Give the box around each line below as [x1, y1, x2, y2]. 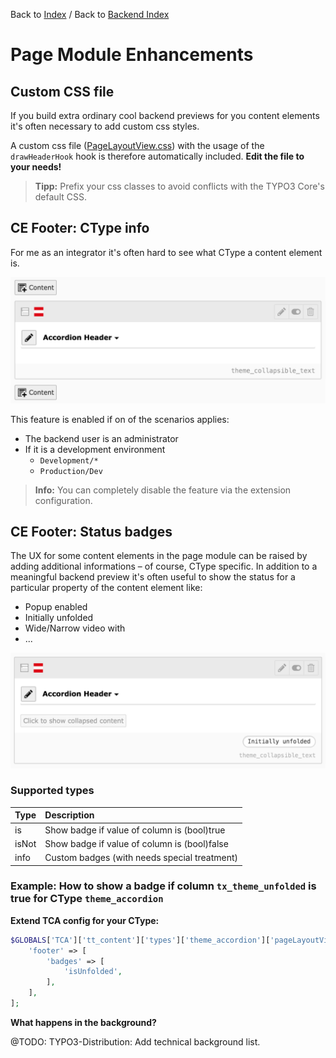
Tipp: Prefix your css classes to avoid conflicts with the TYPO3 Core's [34, 180, 325, 192]
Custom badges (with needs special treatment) [44, 852, 238, 864]
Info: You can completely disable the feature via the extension [34, 484, 292, 496]
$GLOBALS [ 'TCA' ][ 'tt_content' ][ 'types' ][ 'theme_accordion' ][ [10, 935, 271, 945]
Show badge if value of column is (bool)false [44, 837, 229, 849]
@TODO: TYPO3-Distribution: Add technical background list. [10, 1035, 261, 1048]
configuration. [34, 494, 93, 506]
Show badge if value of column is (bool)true [44, 824, 226, 836]
